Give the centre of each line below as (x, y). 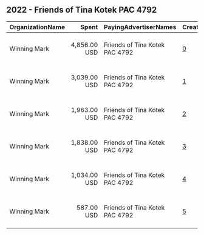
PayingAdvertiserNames (140, 27)
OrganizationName (37, 27)
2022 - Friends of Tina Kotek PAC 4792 (82, 10)
